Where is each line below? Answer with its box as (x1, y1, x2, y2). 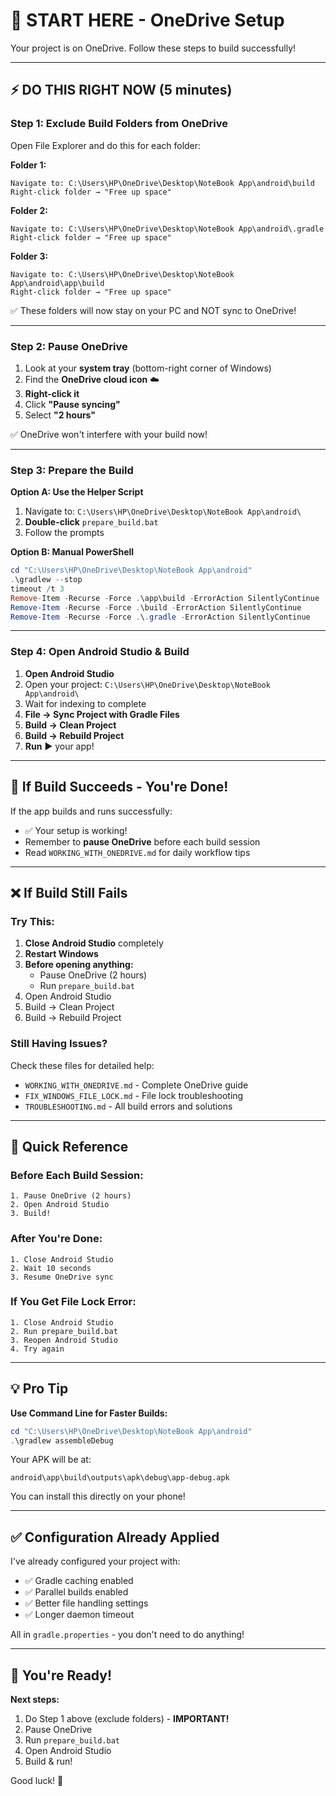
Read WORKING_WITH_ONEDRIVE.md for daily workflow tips (24, 846, 251, 858)
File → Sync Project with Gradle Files (24, 708, 180, 720)
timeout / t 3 (10, 584, 65, 594)
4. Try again (10, 1344, 65, 1354)
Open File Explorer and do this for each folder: (10, 139, 202, 151)
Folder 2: (10, 204, 48, 216)
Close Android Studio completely (24, 937, 164, 949)
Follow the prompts (24, 527, 105, 539)
